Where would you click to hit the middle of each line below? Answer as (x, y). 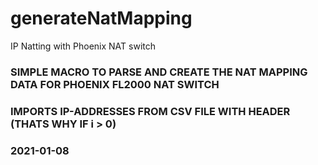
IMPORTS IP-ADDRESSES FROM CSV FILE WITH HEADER (150, 111)
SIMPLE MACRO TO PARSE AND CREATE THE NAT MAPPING (159, 72)
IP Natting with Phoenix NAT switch (83, 46)
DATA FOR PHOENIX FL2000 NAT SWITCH (115, 84)
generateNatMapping (101, 18)
